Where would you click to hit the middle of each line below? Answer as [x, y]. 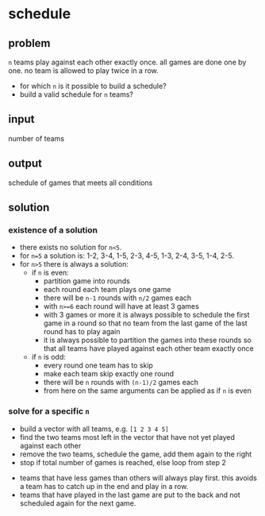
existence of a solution [53, 229]
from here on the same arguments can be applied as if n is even [147, 391]
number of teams [36, 138]
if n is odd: [48, 357]
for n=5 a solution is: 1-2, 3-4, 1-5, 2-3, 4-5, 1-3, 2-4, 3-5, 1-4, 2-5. [127, 256]
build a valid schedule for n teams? [76, 94]
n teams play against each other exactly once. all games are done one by [127, 62]
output [25, 164]
